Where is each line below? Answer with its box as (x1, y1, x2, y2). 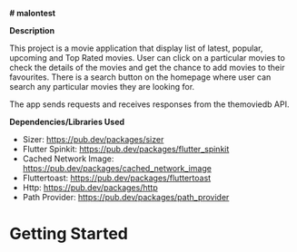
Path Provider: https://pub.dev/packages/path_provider (22, 192, 230, 202)
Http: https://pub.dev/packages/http (22, 182, 158, 193)
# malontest (9, 8, 56, 18)
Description (9, 25, 55, 35)
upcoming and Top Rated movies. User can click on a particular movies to (9, 53, 286, 63)
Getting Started (9, 224, 129, 244)
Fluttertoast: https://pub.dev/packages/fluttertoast (22, 172, 212, 183)
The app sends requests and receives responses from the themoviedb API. (9, 99, 290, 110)
